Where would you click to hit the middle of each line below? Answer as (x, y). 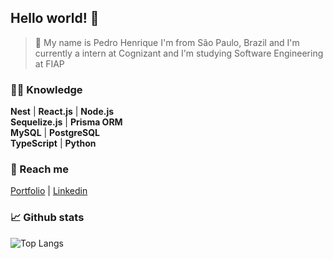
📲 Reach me (39, 169)
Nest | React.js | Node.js (62, 112)
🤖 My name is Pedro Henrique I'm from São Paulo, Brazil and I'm (167, 42)
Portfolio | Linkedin (49, 191)
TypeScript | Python (53, 143)
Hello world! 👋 (55, 18)
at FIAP (49, 63)
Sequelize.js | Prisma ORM (66, 122)
